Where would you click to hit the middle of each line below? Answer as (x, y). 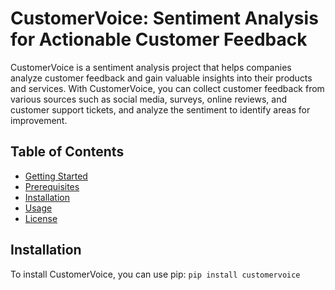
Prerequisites (52, 186)
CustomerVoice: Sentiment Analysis (164, 18)
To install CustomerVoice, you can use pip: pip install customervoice (155, 274)
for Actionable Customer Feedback (159, 39)
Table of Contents (67, 152)
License (41, 218)
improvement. (39, 120)
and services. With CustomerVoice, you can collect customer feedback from (167, 88)
